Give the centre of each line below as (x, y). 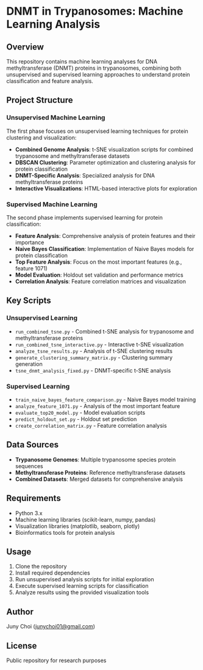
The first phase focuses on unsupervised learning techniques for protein (98, 131)
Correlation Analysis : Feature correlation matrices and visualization (101, 281)
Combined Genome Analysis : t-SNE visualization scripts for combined (104, 149)
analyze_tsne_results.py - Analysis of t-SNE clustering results (94, 351)
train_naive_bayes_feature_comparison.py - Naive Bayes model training (105, 400)
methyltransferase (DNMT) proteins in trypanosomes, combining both (94, 68)
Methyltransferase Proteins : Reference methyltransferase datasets (100, 472)
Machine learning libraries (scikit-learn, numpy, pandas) (85, 519)
